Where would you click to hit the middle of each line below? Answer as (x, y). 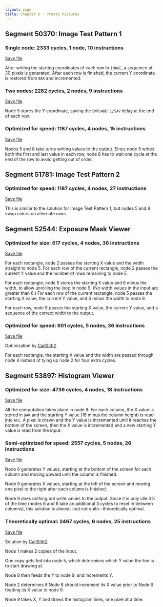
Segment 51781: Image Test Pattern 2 (62, 174)
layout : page (18, 10)
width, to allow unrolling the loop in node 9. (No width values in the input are (82, 288)
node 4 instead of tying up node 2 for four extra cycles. (61, 360)
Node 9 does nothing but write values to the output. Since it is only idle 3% (80, 499)
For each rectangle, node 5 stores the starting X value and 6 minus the (76, 283)
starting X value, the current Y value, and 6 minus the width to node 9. (76, 299)
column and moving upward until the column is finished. (61, 474)
